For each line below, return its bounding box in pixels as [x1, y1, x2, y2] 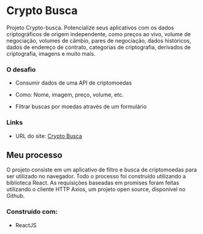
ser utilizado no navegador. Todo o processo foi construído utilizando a [6, 173, 186, 180]
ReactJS [15, 221, 37, 228]
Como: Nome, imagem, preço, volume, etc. [15, 91, 124, 99]
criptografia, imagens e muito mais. [6, 50, 96, 57]
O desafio [6, 65, 36, 74]
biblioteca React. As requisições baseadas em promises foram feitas [6, 179, 180, 187]
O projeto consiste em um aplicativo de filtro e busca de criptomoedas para [6, 166, 197, 173]
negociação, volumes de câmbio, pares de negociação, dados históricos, [6, 37, 191, 44]
